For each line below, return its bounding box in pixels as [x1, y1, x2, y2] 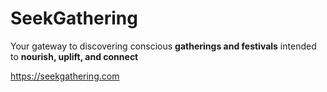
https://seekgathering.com [10, 70, 120, 82]
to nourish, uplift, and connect [10, 50, 139, 62]
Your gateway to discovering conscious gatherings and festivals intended [10, 40, 317, 52]
